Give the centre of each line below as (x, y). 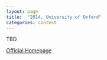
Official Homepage (29, 51)
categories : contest (32, 22)
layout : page (22, 11)
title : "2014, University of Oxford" (54, 17)
